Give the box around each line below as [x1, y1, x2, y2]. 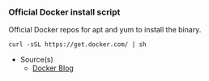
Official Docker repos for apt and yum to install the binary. [8, 25, 202, 35]
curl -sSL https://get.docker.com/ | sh [8, 40, 147, 49]
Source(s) [19, 55, 54, 65]
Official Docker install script [8, 6, 121, 18]
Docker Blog [32, 63, 75, 73]
